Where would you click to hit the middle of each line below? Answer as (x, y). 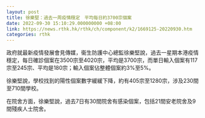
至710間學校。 (24, 88)
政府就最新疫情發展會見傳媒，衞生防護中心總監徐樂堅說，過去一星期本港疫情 (103, 53)
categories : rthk (28, 35)
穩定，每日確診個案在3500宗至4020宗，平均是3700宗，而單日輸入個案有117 (102, 60)
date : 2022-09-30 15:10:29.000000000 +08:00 (64, 23)
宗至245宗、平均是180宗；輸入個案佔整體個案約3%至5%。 (80, 68)
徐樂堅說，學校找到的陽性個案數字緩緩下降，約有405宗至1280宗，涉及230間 (103, 81)
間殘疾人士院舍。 (28, 109)
